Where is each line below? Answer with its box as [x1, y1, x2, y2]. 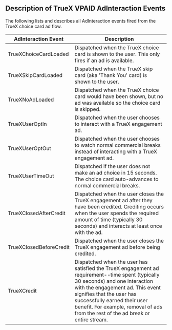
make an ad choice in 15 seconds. [74, 169, 157, 176]
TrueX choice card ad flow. [5, 23, 62, 29]
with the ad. [74, 228, 103, 236]
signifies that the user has [74, 290, 137, 297]
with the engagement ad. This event [74, 284, 161, 291]
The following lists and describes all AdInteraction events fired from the [5, 17, 156, 24]
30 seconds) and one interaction [74, 277, 154, 284]
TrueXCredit [8, 287, 37, 294]
